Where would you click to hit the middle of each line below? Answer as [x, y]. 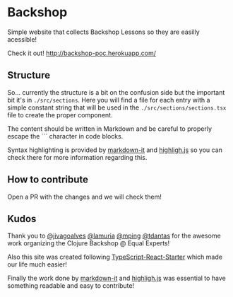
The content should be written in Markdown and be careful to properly [110, 129]
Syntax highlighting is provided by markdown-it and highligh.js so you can [115, 150]
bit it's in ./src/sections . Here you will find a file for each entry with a [109, 100]
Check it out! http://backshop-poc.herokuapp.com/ [82, 53]
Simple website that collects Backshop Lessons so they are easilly [103, 32]
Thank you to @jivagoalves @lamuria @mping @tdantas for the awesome [114, 236]
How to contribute [48, 180]
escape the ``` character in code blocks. [65, 136]
